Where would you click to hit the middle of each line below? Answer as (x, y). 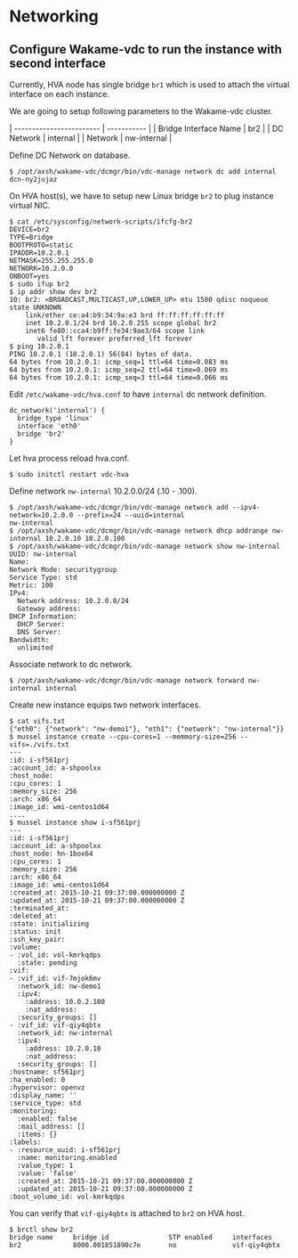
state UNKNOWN (36, 307)
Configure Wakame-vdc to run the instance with (146, 49)
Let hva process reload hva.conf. (69, 458)
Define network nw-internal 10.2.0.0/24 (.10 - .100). (103, 491)
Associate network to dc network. (71, 664)
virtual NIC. (30, 205)
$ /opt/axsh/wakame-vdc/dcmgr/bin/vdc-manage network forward (127, 681)
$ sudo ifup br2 (39, 284)
